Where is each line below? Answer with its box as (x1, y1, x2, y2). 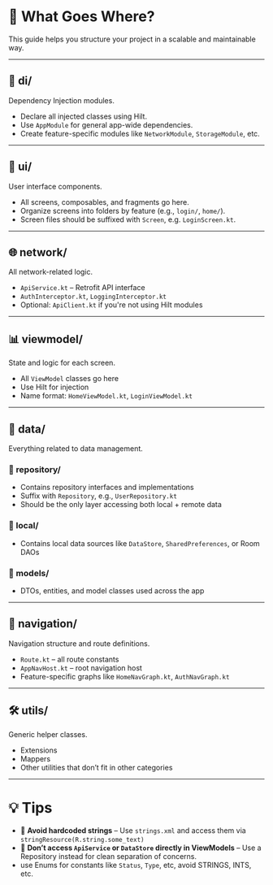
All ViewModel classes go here (19, 374, 119, 384)
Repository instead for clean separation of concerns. (19, 852, 197, 861)
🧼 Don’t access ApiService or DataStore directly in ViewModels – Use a (19, 843, 262, 852)
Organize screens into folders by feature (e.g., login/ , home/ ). (19, 206, 226, 215)
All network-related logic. (8, 267, 93, 277)
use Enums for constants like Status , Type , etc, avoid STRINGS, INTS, (19, 861, 252, 870)
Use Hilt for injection (19, 382, 89, 393)
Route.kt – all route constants (19, 654, 119, 664)
